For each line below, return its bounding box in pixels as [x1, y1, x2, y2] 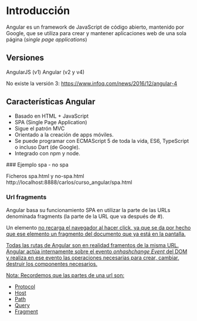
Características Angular [6, 97, 96, 107]
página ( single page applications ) [6, 36, 87, 43]
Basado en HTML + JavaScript [14, 112, 89, 119]
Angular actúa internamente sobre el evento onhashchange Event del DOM [6, 248, 188, 255]
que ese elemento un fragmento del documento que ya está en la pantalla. [6, 230, 186, 237]
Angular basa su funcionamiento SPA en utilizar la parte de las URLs [6, 206, 171, 213]
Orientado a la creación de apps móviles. [14, 131, 114, 138]
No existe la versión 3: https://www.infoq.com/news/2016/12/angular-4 [6, 80, 178, 87]
